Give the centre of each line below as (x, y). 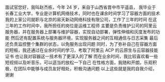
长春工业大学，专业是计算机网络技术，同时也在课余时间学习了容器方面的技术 (82, 13)
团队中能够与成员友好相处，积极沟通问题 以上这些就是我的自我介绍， (87, 68)
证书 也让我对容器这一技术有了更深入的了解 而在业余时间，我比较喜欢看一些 (82, 56)
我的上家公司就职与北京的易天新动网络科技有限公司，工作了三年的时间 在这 (81, 19)
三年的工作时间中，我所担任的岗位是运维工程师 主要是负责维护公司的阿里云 (81, 26)
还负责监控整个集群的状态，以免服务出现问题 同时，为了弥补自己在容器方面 (81, 44)
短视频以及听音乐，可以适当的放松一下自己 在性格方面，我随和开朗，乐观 (79, 62)
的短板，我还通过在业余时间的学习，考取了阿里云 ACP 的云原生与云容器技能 (82, 50)
